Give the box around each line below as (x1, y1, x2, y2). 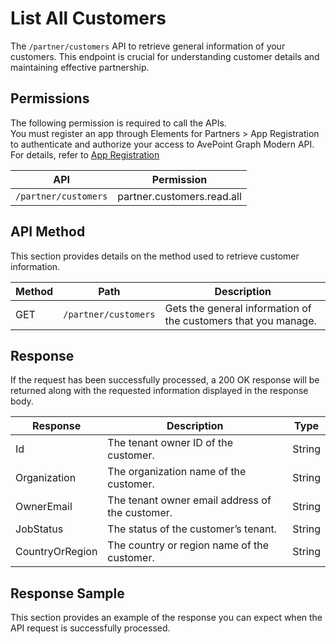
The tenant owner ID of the (107, 436, 234, 450)
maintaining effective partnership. (10, 61, 150, 73)
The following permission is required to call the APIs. (10, 117, 227, 129)
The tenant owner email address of (107, 493, 272, 507)
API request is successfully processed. (10, 622, 171, 634)
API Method (10, 223, 86, 241)
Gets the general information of (164, 301, 312, 315)
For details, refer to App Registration (10, 148, 160, 161)
